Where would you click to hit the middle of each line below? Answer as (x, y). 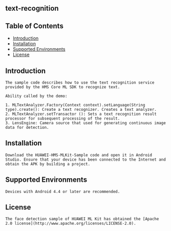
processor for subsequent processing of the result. (63, 119)
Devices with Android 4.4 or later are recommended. (63, 191)
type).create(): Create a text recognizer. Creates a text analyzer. (81, 110)
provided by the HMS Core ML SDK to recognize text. (63, 87)
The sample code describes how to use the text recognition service (80, 83)
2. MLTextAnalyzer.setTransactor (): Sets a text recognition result (81, 114)
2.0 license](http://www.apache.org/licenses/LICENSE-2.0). (71, 224)
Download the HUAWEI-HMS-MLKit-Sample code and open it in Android (79, 155)
